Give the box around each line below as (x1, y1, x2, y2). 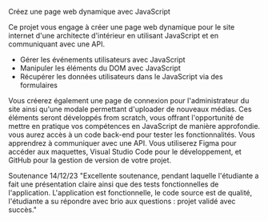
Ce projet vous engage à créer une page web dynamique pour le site (8, 22, 235, 31)
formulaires (19, 80, 58, 90)
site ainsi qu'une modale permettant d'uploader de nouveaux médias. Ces (8, 104, 252, 114)
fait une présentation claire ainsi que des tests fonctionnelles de (8, 179, 219, 189)
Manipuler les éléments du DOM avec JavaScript (19, 63, 182, 73)
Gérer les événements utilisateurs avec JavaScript (19, 55, 186, 64)
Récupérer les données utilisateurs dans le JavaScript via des (19, 72, 223, 81)
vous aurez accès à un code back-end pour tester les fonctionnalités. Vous (8, 130, 256, 139)
